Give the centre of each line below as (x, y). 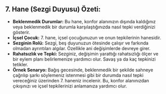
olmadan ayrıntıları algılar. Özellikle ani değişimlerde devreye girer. (81, 48)
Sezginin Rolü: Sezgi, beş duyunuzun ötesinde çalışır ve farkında (80, 43)
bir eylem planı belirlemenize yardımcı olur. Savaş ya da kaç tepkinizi (84, 59)
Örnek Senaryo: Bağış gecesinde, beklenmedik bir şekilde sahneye (83, 70)
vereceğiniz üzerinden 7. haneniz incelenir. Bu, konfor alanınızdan (81, 80)
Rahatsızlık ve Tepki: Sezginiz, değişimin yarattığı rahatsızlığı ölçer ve (85, 54)
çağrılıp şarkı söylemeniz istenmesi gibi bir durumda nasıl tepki (78, 75)
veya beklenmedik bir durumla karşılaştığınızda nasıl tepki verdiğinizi (84, 27)
